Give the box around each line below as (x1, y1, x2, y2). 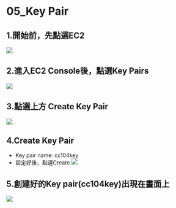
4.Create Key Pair (6, 136, 75, 146)
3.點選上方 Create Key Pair (6, 101, 109, 112)
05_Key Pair (6, 4, 69, 18)
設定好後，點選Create (15, 159, 70, 166)
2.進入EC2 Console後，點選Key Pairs (6, 66, 149, 76)
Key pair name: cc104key (15, 152, 79, 159)
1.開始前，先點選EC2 (6, 30, 85, 40)
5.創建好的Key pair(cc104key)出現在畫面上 (6, 179, 170, 189)
